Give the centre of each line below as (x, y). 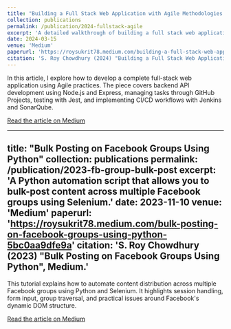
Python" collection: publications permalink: (102, 159)
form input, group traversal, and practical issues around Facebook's (103, 298)
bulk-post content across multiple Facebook (104, 192)
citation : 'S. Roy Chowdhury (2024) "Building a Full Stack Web (101, 59)
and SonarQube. (30, 107)
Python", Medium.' (48, 267)
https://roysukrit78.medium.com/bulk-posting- (114, 224)
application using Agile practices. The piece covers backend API (98, 85)
